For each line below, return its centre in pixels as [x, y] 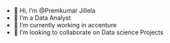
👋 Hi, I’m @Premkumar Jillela [54, 11]
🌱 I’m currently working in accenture [65, 25]
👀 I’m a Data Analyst [42, 18]
